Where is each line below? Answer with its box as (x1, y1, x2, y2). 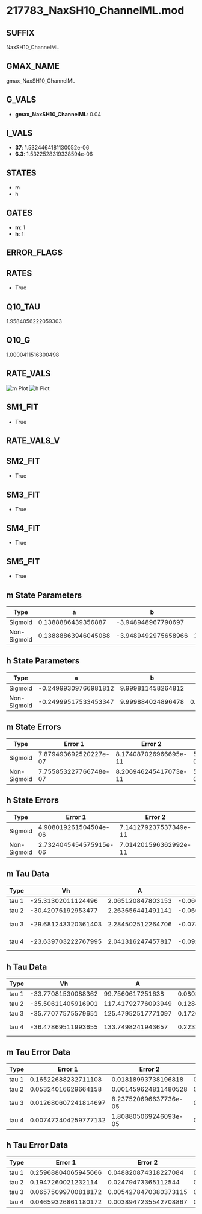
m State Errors (6, 722, 61, 732)
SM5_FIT (6, 556, 40, 567)
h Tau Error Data (6, 1140, 69, 1151)
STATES (6, 168, 37, 178)
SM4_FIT (6, 523, 41, 533)
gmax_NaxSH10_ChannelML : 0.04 (14, 110, 102, 118)
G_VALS (6, 95, 37, 105)
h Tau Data (6, 961, 47, 972)
